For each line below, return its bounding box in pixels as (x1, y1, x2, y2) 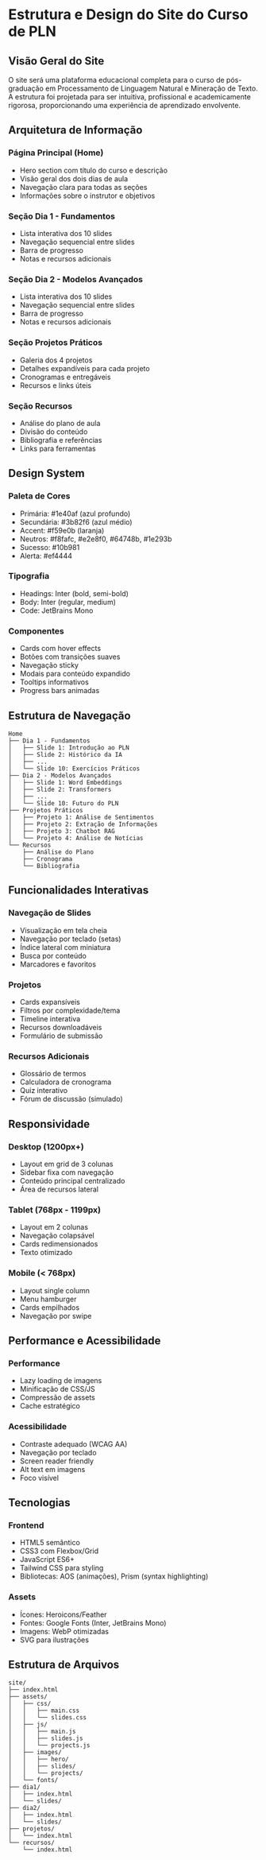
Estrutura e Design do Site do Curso (8, 6, 249, 24)
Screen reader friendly (19, 1456, 94, 1466)
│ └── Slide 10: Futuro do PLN (8, 799, 119, 808)
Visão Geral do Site (8, 54, 105, 68)
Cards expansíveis (19, 997, 81, 1006)
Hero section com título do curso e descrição (19, 165, 168, 175)
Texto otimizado (19, 1248, 73, 1257)
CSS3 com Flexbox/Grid (19, 1546, 99, 1556)
